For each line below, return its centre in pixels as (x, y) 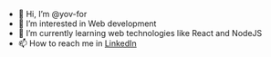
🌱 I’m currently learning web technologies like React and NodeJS (140, 33)
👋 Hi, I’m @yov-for (52, 14)
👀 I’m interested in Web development (87, 24)
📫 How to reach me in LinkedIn (77, 43)
